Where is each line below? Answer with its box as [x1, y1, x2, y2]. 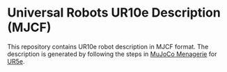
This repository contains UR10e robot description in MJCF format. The [7, 42, 209, 51]
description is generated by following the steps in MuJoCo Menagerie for [7, 50, 217, 58]
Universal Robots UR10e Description [7, 5, 221, 21]
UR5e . [7, 57, 25, 65]
